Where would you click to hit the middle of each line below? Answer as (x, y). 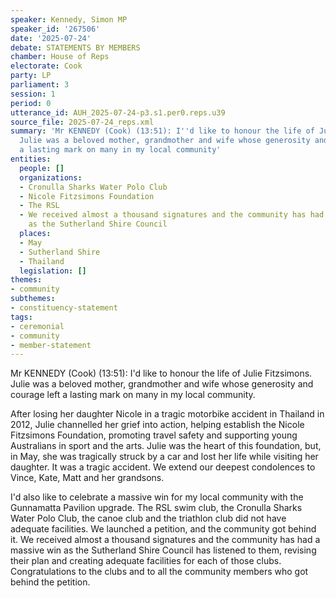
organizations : (51, 177)
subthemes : (33, 299)
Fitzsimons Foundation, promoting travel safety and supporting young (154, 435)
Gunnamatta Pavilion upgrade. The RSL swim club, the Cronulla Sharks (156, 508)
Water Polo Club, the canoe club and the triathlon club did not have (148, 518)
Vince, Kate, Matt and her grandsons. (87, 478)
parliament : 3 (40, 85)
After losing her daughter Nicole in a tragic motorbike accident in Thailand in (167, 414)
